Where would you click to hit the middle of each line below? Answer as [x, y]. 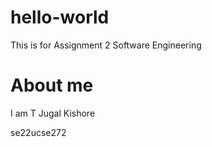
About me [52, 85]
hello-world [60, 17]
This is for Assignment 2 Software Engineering [106, 45]
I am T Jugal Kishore [53, 113]
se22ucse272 [38, 132]
